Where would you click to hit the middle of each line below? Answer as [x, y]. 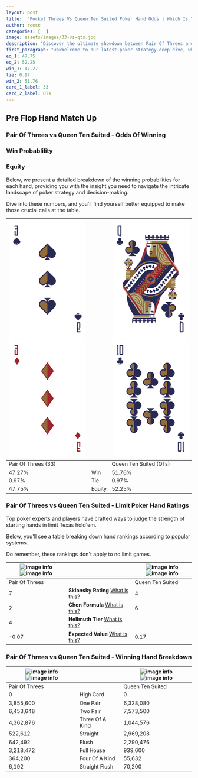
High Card [92, 695]
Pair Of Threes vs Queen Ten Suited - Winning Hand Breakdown [99, 657]
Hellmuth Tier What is [95, 619]
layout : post [22, 12]
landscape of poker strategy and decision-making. [67, 192]
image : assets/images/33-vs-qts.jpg [51, 38]
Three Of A [93, 719]
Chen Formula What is [96, 605]
